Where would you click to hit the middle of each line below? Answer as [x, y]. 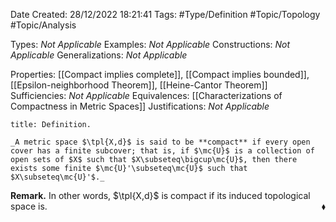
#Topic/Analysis [43, 25]
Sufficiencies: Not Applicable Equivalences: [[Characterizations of [146, 95]
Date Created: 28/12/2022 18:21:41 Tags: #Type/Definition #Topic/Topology [165, 14]
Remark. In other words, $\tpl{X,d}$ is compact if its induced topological [160, 195]
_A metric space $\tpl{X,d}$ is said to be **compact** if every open [160, 142]
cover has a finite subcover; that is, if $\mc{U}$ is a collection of [162, 151]
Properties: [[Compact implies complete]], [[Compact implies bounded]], [160, 74]
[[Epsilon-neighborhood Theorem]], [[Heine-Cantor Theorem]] [139, 85]
